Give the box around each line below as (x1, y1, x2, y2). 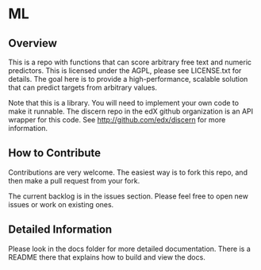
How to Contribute (8, 146, 102, 160)
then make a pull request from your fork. (8, 175, 140, 185)
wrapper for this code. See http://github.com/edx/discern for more (8, 115, 226, 124)
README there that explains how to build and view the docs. (8, 252, 206, 262)
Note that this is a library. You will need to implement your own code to (8, 98, 240, 107)
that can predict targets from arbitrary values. (8, 83, 157, 92)
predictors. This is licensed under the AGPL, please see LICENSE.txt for (8, 66, 242, 75)
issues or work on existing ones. (8, 199, 114, 209)
